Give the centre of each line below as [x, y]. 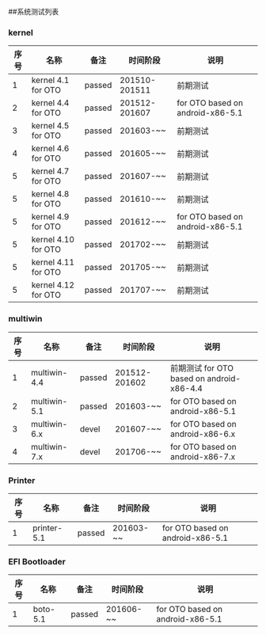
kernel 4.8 [50, 194]
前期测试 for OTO [202, 368]
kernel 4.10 [53, 240]
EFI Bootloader [37, 561]
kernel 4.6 [50, 149]
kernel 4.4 [50, 103]
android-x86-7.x [203, 456]
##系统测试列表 [34, 11]
